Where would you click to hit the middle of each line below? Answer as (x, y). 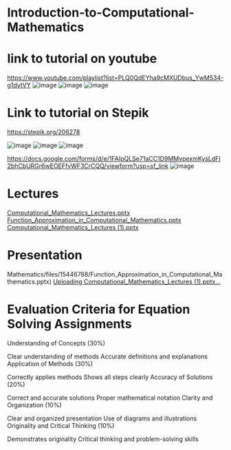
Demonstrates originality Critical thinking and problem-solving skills (103, 439)
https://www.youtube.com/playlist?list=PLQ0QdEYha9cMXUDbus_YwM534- (115, 78)
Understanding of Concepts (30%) (56, 343)
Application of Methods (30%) (50, 363)
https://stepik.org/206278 (44, 132)
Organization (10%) (34, 405)
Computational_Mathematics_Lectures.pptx (69, 213)
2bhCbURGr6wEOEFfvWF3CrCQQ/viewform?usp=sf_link (88, 166)
